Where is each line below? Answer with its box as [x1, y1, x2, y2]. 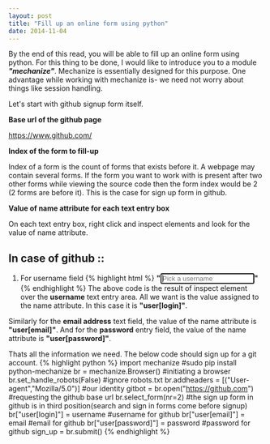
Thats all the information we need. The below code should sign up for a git [8, 349, 257, 359]
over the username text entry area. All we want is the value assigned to [19, 292, 259, 302]
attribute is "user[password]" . [8, 334, 112, 344]
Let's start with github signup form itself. [8, 99, 144, 109]
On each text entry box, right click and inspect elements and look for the [8, 220, 251, 229]
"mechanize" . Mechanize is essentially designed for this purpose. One [8, 66, 246, 76]
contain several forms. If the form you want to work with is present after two [8, 171, 263, 181]
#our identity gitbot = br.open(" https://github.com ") [81, 384, 254, 394]
